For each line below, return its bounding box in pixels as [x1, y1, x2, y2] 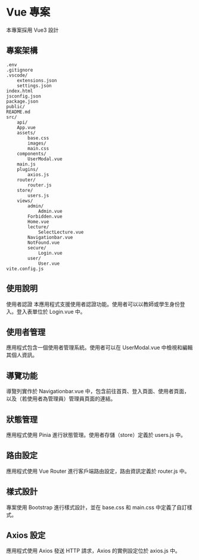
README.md [6, 109, 31, 115]
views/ [17, 198, 33, 204]
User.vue [38, 261, 60, 267]
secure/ [27, 244, 46, 251]
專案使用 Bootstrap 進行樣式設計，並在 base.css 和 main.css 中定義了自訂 [6, 503, 188, 511]
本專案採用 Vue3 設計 [6, 26, 59, 33]
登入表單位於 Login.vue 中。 [16, 308, 86, 315]
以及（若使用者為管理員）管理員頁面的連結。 [6, 395, 116, 402]
